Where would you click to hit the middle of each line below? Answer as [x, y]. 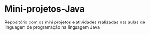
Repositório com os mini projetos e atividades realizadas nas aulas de [75, 22]
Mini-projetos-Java [45, 9]
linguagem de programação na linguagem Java [52, 27]
